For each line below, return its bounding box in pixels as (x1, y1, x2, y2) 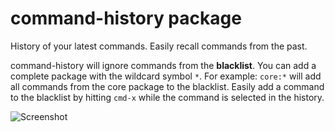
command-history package (10, 7, 242, 30)
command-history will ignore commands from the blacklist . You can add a (10, 59, 317, 71)
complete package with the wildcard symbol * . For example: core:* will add (10, 70, 322, 82)
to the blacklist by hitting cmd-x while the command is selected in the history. (10, 91, 325, 103)
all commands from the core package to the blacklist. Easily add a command (10, 80, 325, 92)
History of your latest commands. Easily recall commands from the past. (10, 40, 308, 52)
